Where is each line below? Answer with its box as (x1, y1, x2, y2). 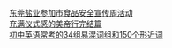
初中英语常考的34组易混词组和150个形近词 (9, 30, 163, 39)
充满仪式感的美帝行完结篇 (9, 18, 102, 29)
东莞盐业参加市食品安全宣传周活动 (9, 8, 133, 17)
